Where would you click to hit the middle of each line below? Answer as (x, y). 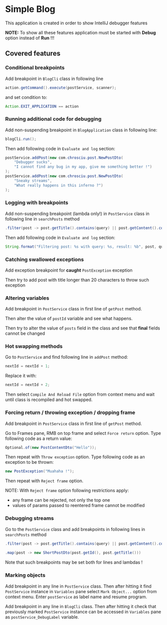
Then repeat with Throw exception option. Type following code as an (75, 457)
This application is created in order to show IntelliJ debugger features (76, 23)
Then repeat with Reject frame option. (44, 481)
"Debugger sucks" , (33, 162)
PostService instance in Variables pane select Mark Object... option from (81, 591)
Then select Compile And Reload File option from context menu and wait (80, 395)
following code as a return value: (39, 438)
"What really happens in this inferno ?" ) (59, 185)
